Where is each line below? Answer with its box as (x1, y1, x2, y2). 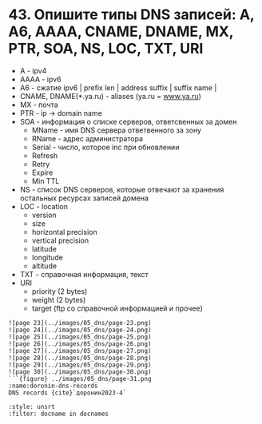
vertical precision (31, 236, 89, 245)
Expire (31, 168, 54, 177)
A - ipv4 (19, 65, 47, 75)
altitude (31, 261, 58, 271)
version (31, 210, 58, 220)
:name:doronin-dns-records (8, 382, 98, 390)
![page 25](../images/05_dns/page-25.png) (8, 333, 152, 341)
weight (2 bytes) (31, 295, 86, 304)
